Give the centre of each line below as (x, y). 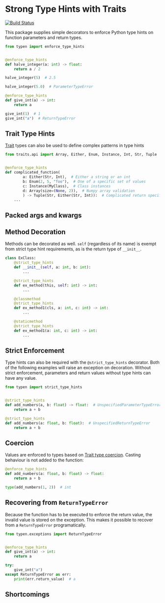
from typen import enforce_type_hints (45, 46)
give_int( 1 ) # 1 (23, 114)
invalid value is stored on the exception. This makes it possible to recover (79, 520)
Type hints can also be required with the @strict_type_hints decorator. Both (82, 362)
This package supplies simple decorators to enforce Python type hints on (79, 32)
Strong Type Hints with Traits (66, 9)
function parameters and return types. (44, 37)
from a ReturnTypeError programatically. (46, 525)
